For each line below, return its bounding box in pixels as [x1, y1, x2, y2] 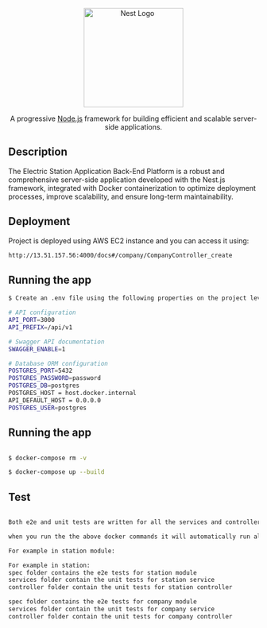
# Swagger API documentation [8, 338, 105, 346]
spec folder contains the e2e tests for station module [8, 568, 197, 576]
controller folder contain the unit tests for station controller [8, 583, 233, 591]
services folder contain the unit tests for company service [8, 605, 215, 614]
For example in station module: [8, 547, 115, 555]
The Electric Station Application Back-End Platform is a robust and [8, 166, 225, 176]
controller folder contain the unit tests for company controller [8, 612, 233, 620]
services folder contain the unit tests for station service [8, 576, 215, 584]
